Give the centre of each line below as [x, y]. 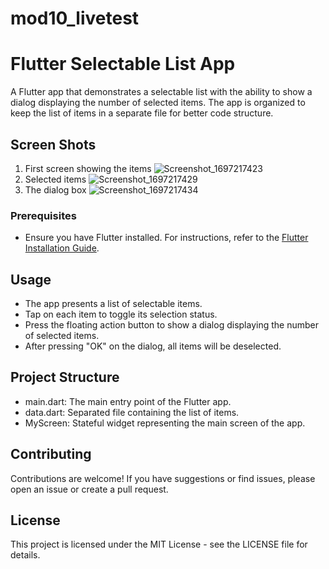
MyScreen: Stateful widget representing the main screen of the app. [165, 423]
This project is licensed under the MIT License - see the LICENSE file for [159, 544]
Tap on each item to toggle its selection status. [121, 314]
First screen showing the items [88, 168]
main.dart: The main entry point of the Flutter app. [128, 401]
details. [25, 555]
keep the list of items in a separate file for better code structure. [142, 113]
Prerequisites [43, 215]
